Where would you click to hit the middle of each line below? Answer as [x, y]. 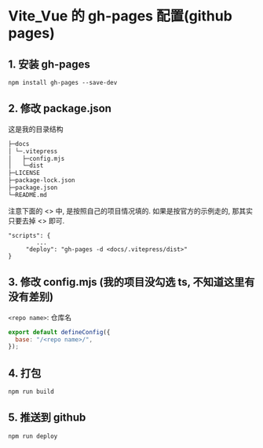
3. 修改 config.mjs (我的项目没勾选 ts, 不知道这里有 [131, 282]
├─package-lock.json [42, 180]
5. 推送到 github [47, 418]
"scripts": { [29, 235]
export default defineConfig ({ [59, 332]
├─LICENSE [24, 173]
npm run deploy [33, 436]
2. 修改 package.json [60, 109]
